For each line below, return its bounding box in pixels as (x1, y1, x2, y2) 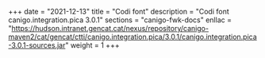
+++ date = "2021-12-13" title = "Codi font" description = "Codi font (8, 7, 230, 16)
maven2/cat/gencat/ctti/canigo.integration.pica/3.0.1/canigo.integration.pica (8, 32, 258, 41)
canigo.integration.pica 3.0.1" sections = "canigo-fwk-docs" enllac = (8, 15, 232, 25)
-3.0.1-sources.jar (8, 41, 66, 50)
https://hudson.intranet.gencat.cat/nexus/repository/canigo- (11, 24, 209, 33)
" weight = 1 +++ (64, 41, 121, 50)
